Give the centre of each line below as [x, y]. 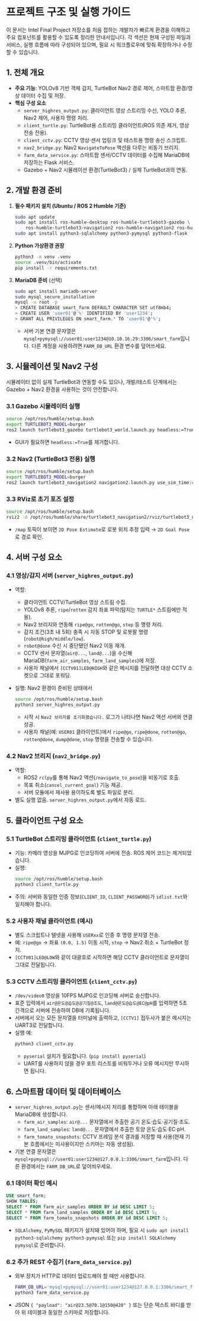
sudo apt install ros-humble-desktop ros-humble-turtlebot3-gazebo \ [102, 223]
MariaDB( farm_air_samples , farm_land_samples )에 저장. [90, 661]
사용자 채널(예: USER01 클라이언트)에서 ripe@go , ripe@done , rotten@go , [105, 732]
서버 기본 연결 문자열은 [50, 331]
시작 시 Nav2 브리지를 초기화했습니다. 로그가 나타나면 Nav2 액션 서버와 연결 [108, 717]
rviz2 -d [17, 517]
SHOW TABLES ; [22, 1202]
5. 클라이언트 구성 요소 [45, 820]
